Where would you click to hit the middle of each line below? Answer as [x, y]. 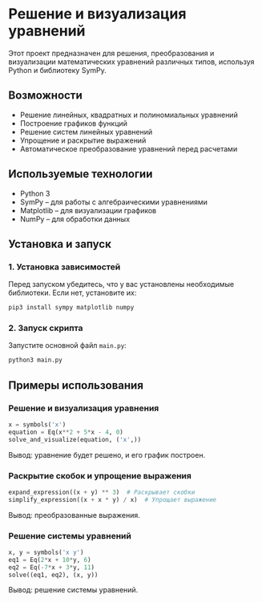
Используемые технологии [81, 174]
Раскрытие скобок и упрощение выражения [100, 475]
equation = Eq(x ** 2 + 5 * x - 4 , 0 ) [66, 432]
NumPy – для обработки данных [75, 219]
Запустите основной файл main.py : [67, 345]
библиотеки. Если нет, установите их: [73, 293]
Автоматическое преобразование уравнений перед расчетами [129, 148]
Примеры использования [76, 385]
